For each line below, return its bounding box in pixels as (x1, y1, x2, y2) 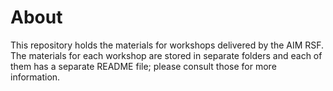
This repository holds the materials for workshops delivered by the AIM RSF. (10, 39, 325, 51)
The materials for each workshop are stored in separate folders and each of (10, 49, 323, 61)
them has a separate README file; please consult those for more (10, 60, 277, 72)
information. (10, 71, 61, 83)
